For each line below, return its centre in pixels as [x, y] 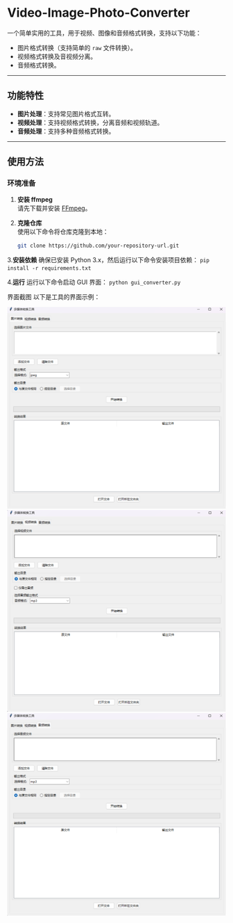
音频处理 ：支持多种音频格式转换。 [66, 131]
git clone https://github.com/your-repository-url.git [98, 246]
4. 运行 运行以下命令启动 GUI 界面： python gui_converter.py [94, 282]
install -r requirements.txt [49, 268]
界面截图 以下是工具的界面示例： [54, 297]
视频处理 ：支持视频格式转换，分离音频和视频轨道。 [90, 122]
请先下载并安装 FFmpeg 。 [54, 208]
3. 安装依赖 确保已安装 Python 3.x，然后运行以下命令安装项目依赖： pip [109, 260]
